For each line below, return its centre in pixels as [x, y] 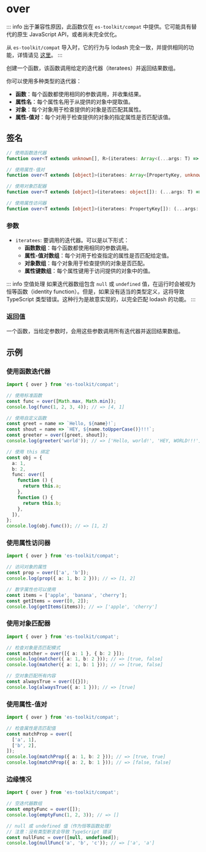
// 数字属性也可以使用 [31, 589]
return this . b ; [42, 503]
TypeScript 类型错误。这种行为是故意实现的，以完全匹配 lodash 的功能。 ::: [101, 299]
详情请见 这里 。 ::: [40, 55]
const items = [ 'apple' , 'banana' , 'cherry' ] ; [67, 595]
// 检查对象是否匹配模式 [33, 648]
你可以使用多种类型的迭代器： [44, 81]
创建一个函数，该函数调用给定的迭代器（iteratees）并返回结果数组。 [93, 68]
